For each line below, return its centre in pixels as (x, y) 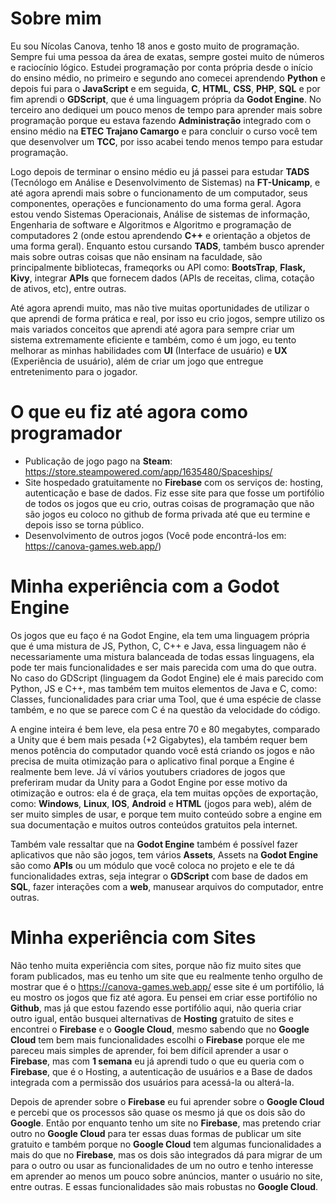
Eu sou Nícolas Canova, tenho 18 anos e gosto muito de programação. (155, 46)
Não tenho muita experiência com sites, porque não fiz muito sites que (156, 965)
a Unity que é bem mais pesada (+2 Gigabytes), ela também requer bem (159, 739)
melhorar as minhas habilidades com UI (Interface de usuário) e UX (149, 350)
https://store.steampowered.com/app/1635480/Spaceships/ (148, 471)
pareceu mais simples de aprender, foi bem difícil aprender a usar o (149, 1050)
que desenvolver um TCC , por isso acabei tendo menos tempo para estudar (167, 141)
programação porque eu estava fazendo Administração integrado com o (161, 120)
